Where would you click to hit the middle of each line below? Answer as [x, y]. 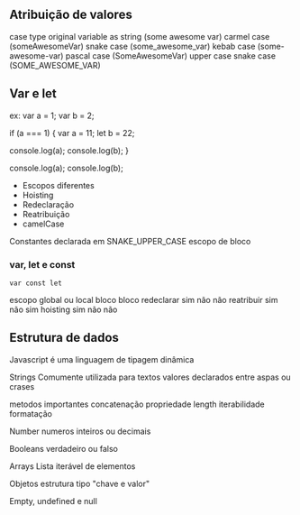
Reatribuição [46, 214]
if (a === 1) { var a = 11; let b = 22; [72, 133]
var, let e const [42, 264]
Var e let [33, 94]
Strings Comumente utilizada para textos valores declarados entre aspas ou [150, 377]
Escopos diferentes [58, 185]
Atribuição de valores [71, 15]
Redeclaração [48, 204]
